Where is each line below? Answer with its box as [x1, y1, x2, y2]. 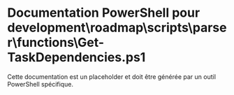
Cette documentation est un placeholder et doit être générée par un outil [7, 72, 217, 81]
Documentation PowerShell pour [7, 5, 200, 21]
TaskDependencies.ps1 [7, 50, 146, 66]
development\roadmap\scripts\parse [7, 20, 227, 36]
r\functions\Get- [7, 35, 105, 50]
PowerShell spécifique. [7, 80, 73, 88]
